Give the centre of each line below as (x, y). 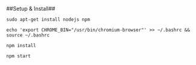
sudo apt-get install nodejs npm (48, 20)
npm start (19, 56)
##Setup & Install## (31, 9)
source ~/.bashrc (28, 35)
